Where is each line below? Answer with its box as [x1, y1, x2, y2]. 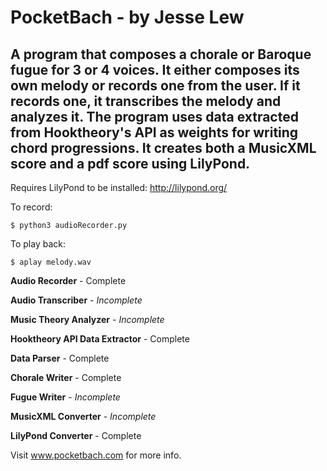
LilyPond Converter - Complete [10, 430, 142, 441]
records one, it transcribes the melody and [10, 92, 282, 110]
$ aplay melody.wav [10, 257, 92, 267]
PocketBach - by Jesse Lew [10, 6, 245, 29]
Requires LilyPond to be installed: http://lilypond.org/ [10, 182, 228, 193]
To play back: [10, 238, 66, 250]
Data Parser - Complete [10, 352, 110, 364]
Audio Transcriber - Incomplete [10, 294, 143, 306]
